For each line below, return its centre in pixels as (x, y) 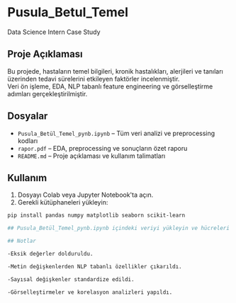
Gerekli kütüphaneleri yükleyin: (63, 202)
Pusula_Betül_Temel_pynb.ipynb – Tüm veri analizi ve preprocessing (116, 133)
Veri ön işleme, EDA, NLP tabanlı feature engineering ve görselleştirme (110, 86)
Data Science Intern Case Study (54, 32)
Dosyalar (28, 116)
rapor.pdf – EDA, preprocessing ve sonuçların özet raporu (102, 148)
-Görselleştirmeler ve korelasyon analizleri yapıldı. (90, 292)
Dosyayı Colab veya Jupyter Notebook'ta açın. (85, 195)
